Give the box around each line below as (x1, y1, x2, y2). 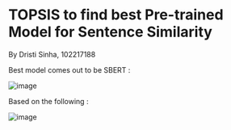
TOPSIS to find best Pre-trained (8, 6, 224, 24)
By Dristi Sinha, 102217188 (8, 49, 96, 59)
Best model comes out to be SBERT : (8, 65, 131, 74)
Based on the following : (8, 96, 89, 106)
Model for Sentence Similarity (8, 23, 212, 41)
